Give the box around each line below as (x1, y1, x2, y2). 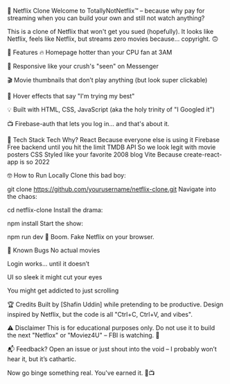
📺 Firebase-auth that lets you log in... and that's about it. (7, 120, 170, 128)
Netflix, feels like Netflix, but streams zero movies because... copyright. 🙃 (7, 35, 219, 43)
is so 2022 (19, 158, 50, 166)
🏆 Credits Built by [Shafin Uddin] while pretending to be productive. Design (7, 300, 224, 308)
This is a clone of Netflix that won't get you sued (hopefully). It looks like (7, 28, 214, 35)
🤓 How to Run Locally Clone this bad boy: (7, 171, 126, 180)
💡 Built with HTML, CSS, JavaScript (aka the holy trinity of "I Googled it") (7, 105, 215, 114)
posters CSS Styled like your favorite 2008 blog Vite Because (7, 150, 182, 159)
